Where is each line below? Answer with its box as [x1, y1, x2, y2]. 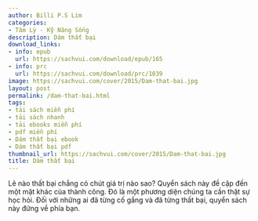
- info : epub [8, 48, 51, 56]
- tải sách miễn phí [8, 107, 76, 114]
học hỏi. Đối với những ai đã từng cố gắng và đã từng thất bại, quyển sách [8, 195, 247, 205]
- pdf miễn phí [8, 128, 58, 136]
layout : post [8, 84, 51, 92]
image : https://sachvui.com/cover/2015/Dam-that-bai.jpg [8, 77, 198, 85]
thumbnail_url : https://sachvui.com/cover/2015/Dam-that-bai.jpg [8, 150, 226, 158]
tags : [8, 99, 26, 107]
